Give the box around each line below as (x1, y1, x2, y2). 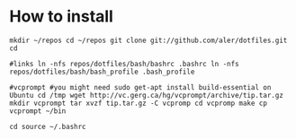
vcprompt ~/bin (9, 106, 67, 116)
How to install (9, 6, 114, 27)
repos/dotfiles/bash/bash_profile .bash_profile (9, 67, 195, 76)
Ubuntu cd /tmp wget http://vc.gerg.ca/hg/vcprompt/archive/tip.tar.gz (9, 91, 283, 100)
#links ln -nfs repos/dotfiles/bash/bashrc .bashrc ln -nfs (9, 59, 240, 68)
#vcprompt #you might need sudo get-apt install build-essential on (9, 83, 272, 91)
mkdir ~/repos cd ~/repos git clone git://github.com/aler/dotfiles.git (9, 36, 288, 45)
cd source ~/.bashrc (9, 122, 87, 131)
